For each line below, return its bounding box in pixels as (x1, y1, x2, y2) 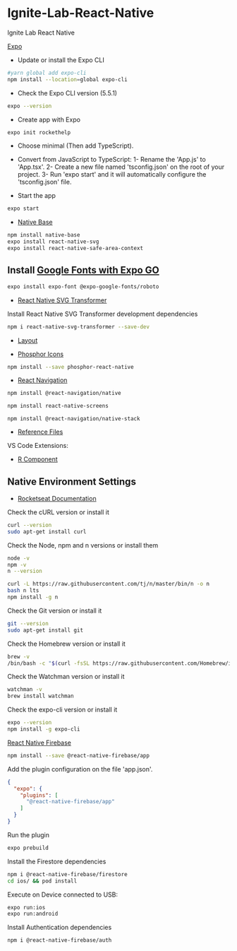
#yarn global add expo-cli (7, 69, 87, 76)
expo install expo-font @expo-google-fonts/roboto (7, 283, 159, 290)
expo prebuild (7, 844, 49, 851)
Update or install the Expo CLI (17, 55, 104, 64)
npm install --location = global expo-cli (7, 76, 128, 83)
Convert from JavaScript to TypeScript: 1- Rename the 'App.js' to (17, 155, 206, 164)
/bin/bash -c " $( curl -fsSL (7, 659, 90, 667)
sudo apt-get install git (7, 627, 83, 634)
